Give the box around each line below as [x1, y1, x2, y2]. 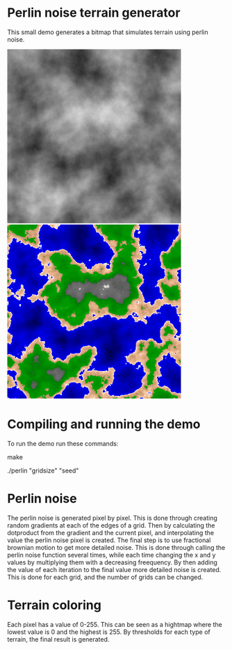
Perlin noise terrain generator [7, 5, 181, 21]
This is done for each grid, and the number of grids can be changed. [7, 573, 204, 581]
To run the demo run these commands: [7, 439, 119, 447]
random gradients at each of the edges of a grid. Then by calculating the [7, 521, 215, 530]
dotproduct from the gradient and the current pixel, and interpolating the [7, 528, 214, 537]
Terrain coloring [7, 597, 102, 613]
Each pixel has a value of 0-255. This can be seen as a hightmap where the [7, 620, 222, 628]
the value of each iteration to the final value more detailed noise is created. [7, 565, 222, 573]
